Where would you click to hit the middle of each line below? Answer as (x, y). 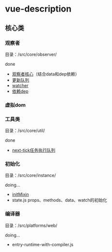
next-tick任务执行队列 (34, 150)
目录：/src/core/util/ (25, 131)
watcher (20, 85)
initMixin (20, 194)
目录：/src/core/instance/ (31, 176)
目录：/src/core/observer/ (31, 54)
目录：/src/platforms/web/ (31, 225)
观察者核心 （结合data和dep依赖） (46, 74)
